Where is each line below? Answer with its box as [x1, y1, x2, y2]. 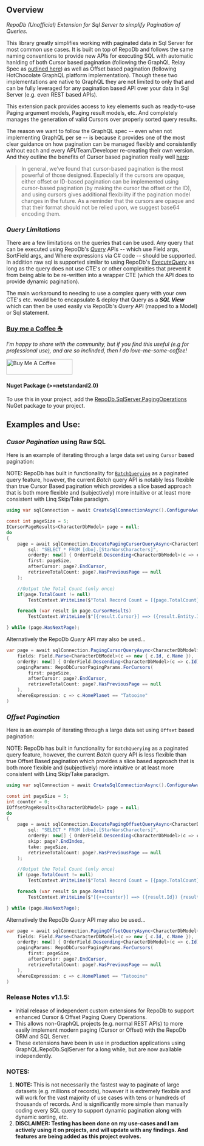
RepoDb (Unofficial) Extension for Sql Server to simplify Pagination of [6, 21, 181, 28]
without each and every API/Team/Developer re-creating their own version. [6, 146, 194, 154]
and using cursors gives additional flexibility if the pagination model [21, 191, 190, 198]
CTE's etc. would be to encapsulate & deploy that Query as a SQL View [6, 296, 185, 303]
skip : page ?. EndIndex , [28, 838, 86, 844]
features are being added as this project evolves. [15, 1133, 141, 1140]
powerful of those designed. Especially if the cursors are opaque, [21, 171, 185, 179]
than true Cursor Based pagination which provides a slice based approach [6, 482, 192, 490]
